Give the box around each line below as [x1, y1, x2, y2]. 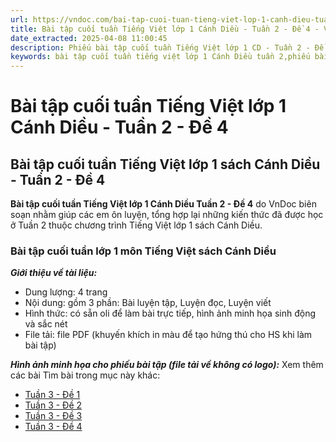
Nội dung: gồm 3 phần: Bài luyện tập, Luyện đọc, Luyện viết [24, 297, 272, 309]
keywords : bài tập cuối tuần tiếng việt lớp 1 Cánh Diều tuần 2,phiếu [10, 52, 311, 62]
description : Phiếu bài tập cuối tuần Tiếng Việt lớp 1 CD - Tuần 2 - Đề [10, 42, 325, 53]
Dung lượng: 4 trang [24, 286, 108, 298]
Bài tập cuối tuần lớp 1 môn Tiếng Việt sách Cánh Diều [10, 244, 277, 258]
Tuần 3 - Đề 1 [24, 389, 81, 401]
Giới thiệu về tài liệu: [10, 267, 98, 279]
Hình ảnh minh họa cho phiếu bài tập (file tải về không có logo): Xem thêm [10, 359, 324, 371]
